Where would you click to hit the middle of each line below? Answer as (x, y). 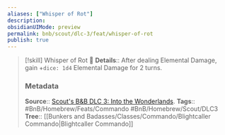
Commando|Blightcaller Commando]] (79, 124)
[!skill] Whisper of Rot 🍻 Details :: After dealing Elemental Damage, (121, 60)
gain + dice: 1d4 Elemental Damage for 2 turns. (93, 68)
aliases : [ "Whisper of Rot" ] (50, 14)
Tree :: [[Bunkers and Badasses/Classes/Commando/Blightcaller (117, 117)
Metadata (41, 86)
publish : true (28, 40)
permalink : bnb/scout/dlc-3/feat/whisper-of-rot (80, 34)
